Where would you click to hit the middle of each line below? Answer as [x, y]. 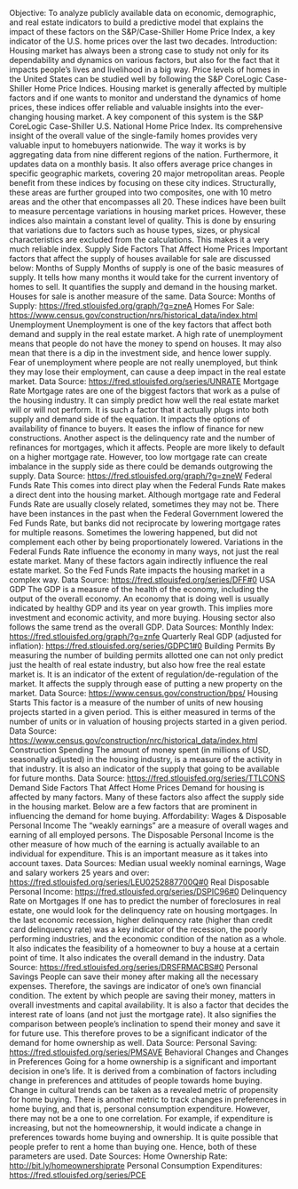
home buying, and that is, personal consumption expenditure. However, [140, 1109]
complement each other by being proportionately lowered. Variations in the [146, 542]
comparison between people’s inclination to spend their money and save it [145, 1024]
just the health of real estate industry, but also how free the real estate [137, 665]
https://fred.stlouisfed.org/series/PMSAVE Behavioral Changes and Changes [149, 1052]
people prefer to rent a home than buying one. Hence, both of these [133, 1147]
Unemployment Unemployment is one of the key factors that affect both [141, 325]
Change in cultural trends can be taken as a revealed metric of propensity [144, 1090]
